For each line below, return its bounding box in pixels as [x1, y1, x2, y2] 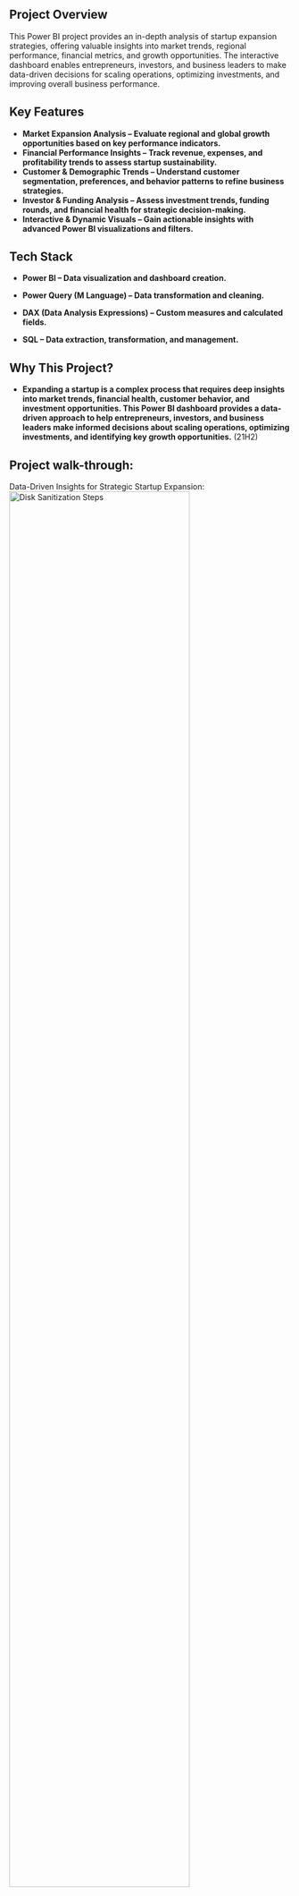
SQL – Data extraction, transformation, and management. [21, 335, 239, 345]
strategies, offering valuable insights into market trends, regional [9, 40, 247, 51]
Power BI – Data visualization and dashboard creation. [21, 273, 227, 284]
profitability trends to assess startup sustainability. [21, 157, 218, 167]
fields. [21, 317, 47, 327]
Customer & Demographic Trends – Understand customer [21, 166, 240, 177]
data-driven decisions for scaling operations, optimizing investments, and [9, 69, 280, 80]
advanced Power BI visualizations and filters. [21, 223, 194, 234]
